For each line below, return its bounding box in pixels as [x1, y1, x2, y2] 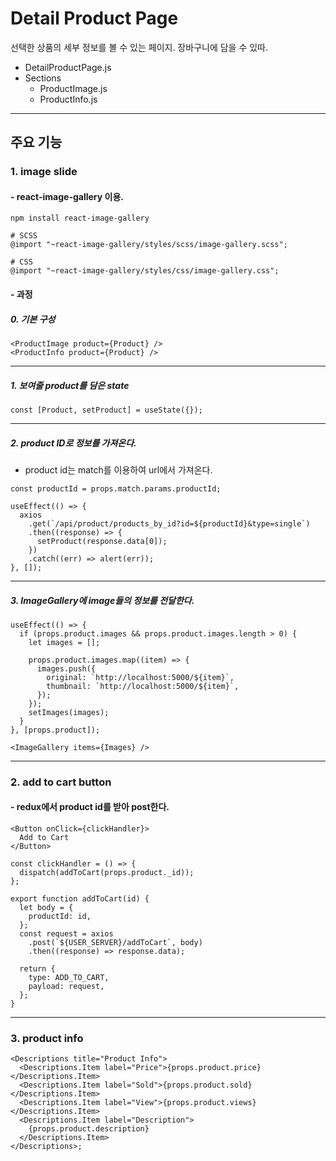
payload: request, [28, 982, 105, 992]
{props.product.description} [28, 1124, 150, 1134]
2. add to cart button [10, 775, 112, 789]
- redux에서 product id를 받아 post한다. [10, 801, 170, 813]
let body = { [19, 903, 74, 913]
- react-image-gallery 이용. [10, 190, 124, 202]
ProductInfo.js [39, 93, 98, 105]
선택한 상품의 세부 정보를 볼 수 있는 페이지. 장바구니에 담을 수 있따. [10, 41, 269, 53]
